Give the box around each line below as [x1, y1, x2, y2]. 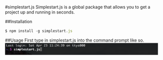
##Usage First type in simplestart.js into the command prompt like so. [5, 37, 145, 43]
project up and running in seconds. [5, 9, 75, 15]
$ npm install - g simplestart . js [5, 29, 73, 33]
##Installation [5, 19, 33, 24]
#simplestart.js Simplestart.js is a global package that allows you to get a [5, 4, 150, 10]
